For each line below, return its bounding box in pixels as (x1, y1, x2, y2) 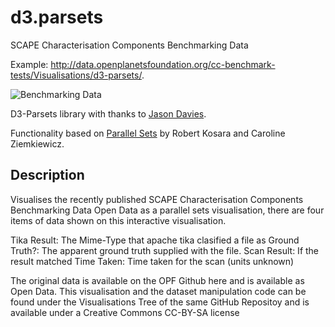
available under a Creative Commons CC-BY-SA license (10, 306, 240, 318)
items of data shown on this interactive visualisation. (10, 214, 227, 226)
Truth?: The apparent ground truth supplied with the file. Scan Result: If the (10, 244, 320, 256)
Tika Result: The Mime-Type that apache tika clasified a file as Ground (10, 234, 300, 246)
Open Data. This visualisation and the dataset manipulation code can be (10, 285, 307, 297)
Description (10, 167, 85, 184)
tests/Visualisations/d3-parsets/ (10, 69, 142, 81)
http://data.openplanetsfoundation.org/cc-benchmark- (50, 58, 276, 70)
